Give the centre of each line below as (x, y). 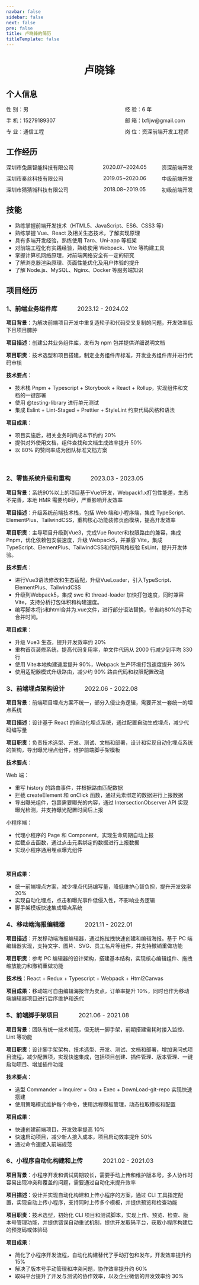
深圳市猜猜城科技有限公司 (37, 190)
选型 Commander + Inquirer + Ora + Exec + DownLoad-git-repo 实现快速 (103, 1089)
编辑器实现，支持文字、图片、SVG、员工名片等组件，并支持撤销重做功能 (94, 946)
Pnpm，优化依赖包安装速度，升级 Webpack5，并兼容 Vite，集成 (84, 540)
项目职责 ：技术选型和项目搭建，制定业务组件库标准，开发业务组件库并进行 (97, 355)
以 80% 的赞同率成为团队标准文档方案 (61, 450)
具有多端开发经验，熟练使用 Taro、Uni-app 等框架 (76, 240)
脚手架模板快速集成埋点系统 (49, 908)
